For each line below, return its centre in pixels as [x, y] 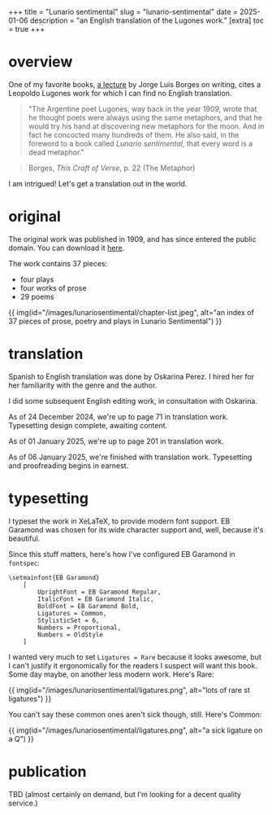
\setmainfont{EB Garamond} [54, 577]
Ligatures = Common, [72, 613]
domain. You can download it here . [67, 248]
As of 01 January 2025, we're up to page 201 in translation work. [117, 441]
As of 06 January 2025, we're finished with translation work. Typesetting [130, 457]
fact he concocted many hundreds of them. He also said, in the [134, 134]
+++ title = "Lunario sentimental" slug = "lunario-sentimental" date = [123, 12]
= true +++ [27, 29]
